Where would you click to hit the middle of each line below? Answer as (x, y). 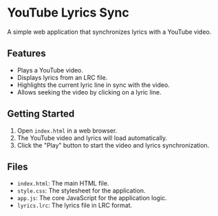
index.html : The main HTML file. (63, 184)
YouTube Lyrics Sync (68, 13)
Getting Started (41, 114)
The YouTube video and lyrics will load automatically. (92, 138)
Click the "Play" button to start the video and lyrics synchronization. (113, 145)
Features (26, 53)
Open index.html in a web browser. (67, 130)
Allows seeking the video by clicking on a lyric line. (89, 92)
